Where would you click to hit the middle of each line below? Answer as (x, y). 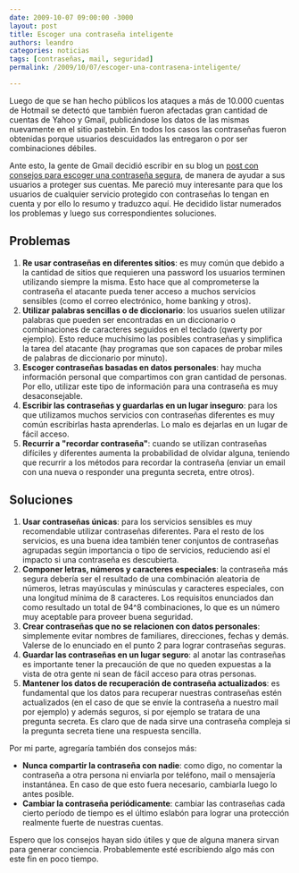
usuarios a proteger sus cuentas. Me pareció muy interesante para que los (146, 184)
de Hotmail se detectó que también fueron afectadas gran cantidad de (138, 110)
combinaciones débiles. (53, 148)
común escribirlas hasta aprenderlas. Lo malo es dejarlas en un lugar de (155, 424)
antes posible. (48, 793)
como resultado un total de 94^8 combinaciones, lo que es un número (151, 607)
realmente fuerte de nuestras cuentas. (92, 822)
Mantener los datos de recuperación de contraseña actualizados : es (151, 683)
